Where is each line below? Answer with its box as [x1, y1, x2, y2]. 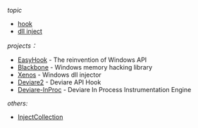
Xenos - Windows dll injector [17, 70, 102, 79]
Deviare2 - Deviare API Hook [17, 78, 101, 87]
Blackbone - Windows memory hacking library [17, 63, 153, 71]
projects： [7, 41, 37, 50]
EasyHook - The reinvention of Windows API [17, 56, 147, 64]
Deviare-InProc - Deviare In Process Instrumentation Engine [17, 86, 192, 94]
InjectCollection [17, 113, 63, 121]
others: [7, 99, 28, 108]
